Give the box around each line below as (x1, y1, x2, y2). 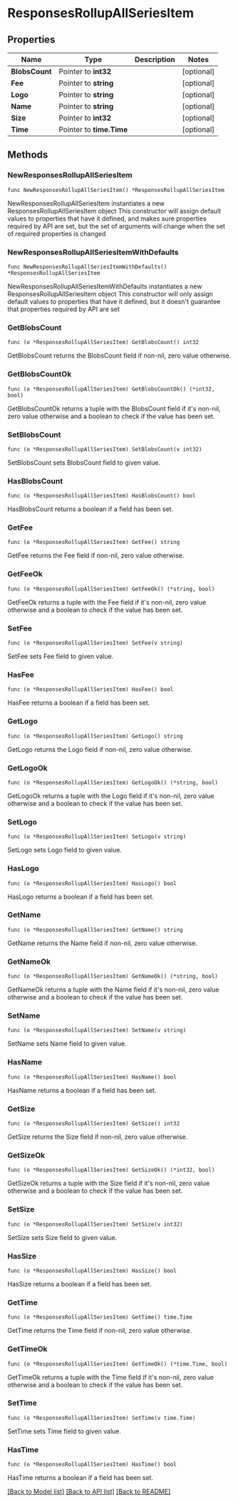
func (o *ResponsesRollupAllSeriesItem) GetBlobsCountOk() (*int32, (7, 385, 215, 393)
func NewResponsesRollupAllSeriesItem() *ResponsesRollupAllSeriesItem (7, 186, 224, 193)
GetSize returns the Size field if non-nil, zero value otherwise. (7, 1133, 188, 1141)
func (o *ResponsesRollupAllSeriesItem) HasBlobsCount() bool (7, 493, 196, 500)
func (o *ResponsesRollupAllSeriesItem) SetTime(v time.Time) (7, 1414, 196, 1421)
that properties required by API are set (7, 305, 120, 313)
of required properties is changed (7, 229, 106, 238)
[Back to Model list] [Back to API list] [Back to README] (7, 1487, 171, 1496)
